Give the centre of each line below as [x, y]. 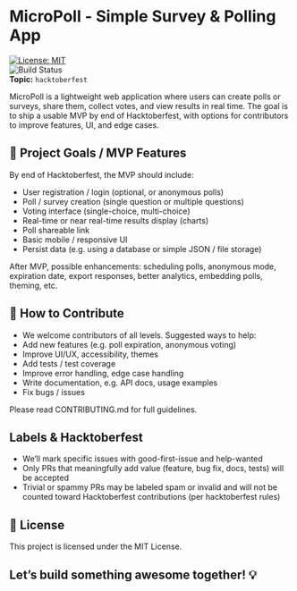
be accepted [46, 478]
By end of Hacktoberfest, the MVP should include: [102, 174]
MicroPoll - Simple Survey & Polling [143, 17]
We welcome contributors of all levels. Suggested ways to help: [139, 335]
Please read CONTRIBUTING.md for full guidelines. [103, 409]
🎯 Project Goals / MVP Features [98, 153]
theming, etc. [34, 285]
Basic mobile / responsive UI [75, 240]
